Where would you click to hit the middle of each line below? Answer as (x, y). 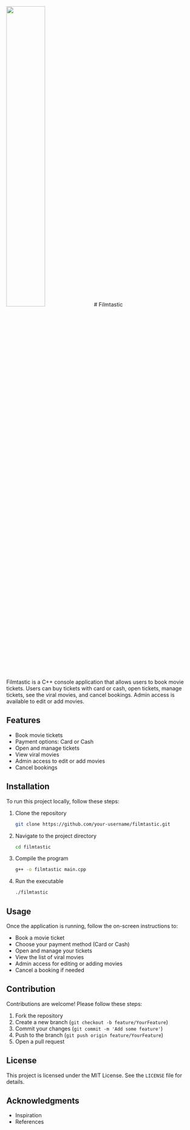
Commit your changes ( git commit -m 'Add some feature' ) (89, 1028)
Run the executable (39, 881)
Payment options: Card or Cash (54, 741)
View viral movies (37, 754)
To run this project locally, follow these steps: (63, 801)
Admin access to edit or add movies (60, 761)
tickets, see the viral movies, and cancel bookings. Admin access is (90, 695)
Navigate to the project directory (56, 836)
